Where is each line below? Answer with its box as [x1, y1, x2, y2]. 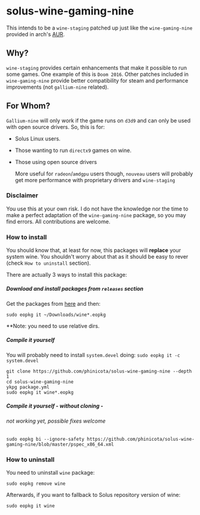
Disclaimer [6, 191, 38, 200]
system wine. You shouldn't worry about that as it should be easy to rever [6, 253, 189, 261]
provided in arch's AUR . [6, 30, 65, 37]
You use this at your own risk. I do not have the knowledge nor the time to [6, 205, 189, 212]
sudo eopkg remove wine [6, 481, 66, 487]
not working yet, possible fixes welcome [6, 417, 106, 425]
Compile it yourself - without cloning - [6, 402, 103, 409]
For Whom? [6, 101, 50, 111]
